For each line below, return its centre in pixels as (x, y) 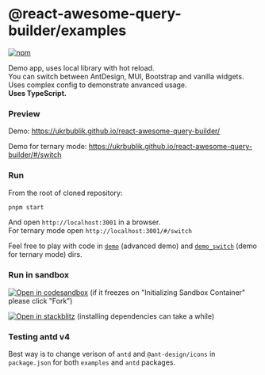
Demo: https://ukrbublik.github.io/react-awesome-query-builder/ (114, 131)
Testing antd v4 (39, 336)
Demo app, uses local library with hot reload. (81, 67)
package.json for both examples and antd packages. (92, 362)
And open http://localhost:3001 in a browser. (84, 222)
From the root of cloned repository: (65, 193)
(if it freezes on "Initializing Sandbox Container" (168, 292)
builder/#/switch (35, 155)
